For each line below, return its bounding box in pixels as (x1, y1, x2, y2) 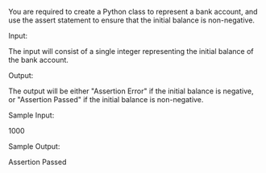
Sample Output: (8, 142, 60, 151)
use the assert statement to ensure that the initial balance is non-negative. (8, 15, 256, 25)
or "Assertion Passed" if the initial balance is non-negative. (8, 95, 204, 104)
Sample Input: (8, 110, 55, 120)
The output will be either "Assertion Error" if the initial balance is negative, (8, 86, 254, 96)
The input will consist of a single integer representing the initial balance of (8, 47, 254, 56)
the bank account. (8, 56, 69, 64)
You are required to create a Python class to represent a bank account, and (8, 7, 258, 16)
